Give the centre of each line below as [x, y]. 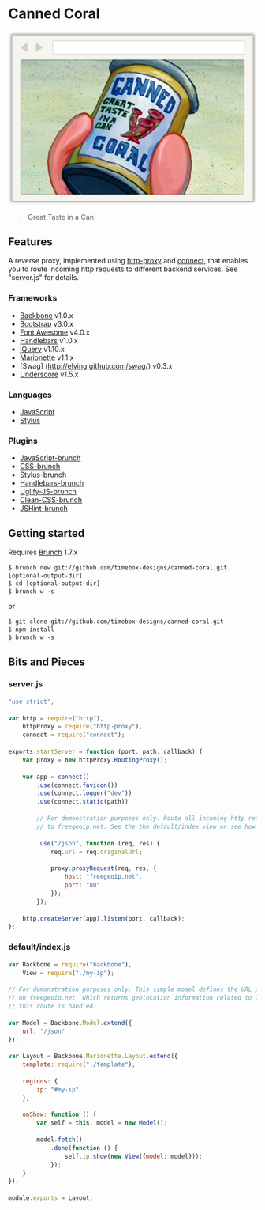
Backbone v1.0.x [46, 315]
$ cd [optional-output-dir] [54, 584]
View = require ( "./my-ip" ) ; [68, 973]
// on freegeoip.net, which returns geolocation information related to [130, 998]
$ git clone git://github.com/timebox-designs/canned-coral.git [116, 622]
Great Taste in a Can [61, 217]
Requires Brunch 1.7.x [43, 552]
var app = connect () [56, 777]
